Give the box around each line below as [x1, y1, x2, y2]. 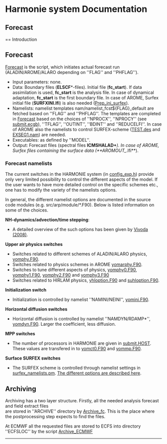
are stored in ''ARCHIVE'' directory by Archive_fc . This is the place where [5, 408, 155, 414]
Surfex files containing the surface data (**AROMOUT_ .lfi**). [12, 148, 139, 153]
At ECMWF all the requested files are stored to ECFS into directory [5, 423, 141, 429]
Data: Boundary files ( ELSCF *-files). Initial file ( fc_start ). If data [12, 84, 142, 90]
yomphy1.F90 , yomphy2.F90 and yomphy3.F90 [12, 272, 109, 278]
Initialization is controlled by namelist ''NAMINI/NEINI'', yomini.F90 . [12, 296, 150, 302]
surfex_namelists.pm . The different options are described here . [12, 370, 142, 376]
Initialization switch [5, 287, 47, 293]
